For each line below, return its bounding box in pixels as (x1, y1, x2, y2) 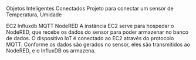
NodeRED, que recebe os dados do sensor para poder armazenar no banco (6, 29, 189, 36)
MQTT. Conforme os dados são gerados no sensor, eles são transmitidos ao (6, 41, 191, 48)
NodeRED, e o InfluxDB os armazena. (6, 47, 96, 54)
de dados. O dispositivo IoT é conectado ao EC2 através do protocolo (6, 35, 174, 41)
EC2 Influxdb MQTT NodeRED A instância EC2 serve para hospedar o (6, 23, 174, 29)
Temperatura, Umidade (6, 11, 62, 18)
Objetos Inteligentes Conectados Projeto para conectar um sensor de (6, 5, 174, 12)
